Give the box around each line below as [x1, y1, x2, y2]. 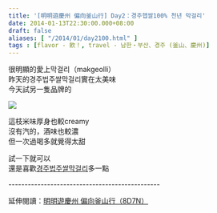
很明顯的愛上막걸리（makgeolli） [8, 65, 116, 74]
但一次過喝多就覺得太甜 [8, 137, 86, 147]
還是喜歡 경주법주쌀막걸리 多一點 [8, 163, 110, 173]
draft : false [8, 26, 52, 34]
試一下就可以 [8, 154, 50, 163]
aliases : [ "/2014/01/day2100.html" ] [8, 34, 138, 42]
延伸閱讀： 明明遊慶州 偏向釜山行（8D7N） [8, 196, 149, 206]
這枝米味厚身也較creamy [8, 117, 90, 127]
